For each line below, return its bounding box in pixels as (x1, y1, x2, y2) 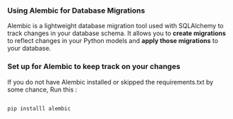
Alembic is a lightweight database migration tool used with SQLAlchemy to (7, 22, 224, 30)
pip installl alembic (7, 105, 71, 112)
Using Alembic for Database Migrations (7, 6, 145, 15)
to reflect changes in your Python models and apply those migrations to (7, 37, 219, 45)
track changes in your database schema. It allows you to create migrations (7, 29, 226, 37)
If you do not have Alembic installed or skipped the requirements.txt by (7, 77, 214, 86)
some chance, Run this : (7, 85, 78, 94)
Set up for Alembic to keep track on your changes (7, 62, 181, 72)
